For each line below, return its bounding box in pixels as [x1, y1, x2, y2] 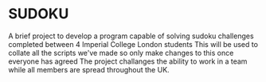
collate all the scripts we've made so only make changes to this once [8, 48, 234, 57]
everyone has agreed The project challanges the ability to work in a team [8, 57, 248, 66]
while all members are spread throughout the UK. [8, 64, 170, 74]
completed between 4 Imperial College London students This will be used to [8, 39, 259, 49]
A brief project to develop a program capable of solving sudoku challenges [8, 31, 254, 41]
